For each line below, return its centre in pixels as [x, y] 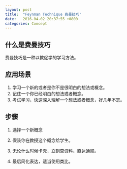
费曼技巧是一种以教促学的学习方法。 [42, 58]
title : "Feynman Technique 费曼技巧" [44, 14]
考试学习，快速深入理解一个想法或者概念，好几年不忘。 [68, 100]
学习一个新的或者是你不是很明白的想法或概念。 [60, 87]
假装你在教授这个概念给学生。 [42, 140]
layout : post [18, 10]
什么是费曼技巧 [28, 45]
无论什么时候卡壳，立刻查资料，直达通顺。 [55, 151]
